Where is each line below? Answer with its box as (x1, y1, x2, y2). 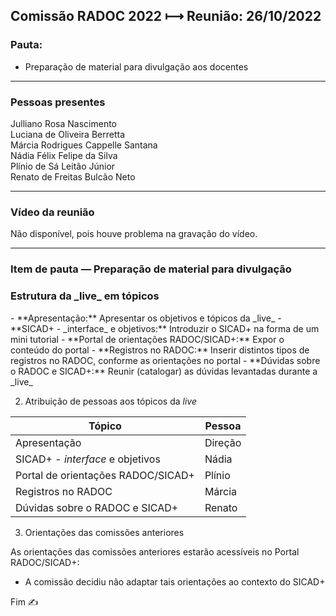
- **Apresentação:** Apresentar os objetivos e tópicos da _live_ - (10, 312, 282, 324)
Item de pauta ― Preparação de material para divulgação (10, 262, 292, 276)
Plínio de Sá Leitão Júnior (10, 160, 116, 172)
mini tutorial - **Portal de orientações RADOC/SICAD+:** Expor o (10, 333, 285, 345)
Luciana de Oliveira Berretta (10, 128, 125, 140)
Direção (204, 435, 242, 449)
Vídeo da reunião (10, 205, 95, 219)
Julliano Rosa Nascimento (10, 117, 118, 129)
